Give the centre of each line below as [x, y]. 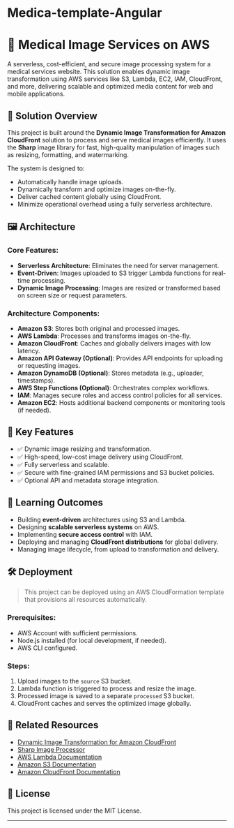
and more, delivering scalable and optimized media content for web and [110, 87]
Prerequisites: [32, 618]
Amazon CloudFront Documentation [69, 771]
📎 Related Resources [53, 725]
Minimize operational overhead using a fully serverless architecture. [115, 204]
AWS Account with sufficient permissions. [77, 633]
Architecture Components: [54, 313]
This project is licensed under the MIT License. [75, 811]
